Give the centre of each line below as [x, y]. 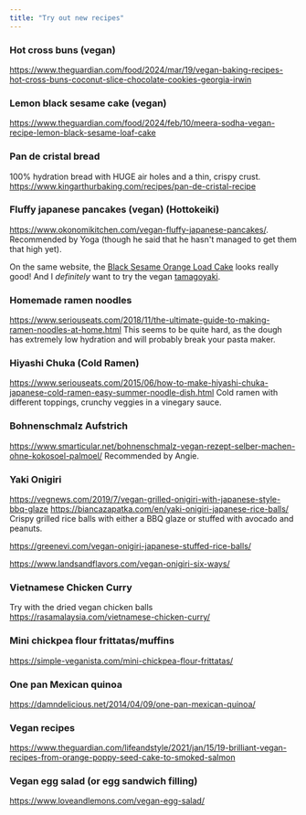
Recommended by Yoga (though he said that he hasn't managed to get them [153, 239]
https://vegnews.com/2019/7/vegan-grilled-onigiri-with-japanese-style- [145, 499]
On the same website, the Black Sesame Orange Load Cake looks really [144, 267]
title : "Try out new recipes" [67, 18]
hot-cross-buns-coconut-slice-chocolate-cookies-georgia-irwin [131, 79]
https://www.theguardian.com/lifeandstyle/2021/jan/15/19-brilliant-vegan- [148, 748]
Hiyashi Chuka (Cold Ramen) [74, 364]
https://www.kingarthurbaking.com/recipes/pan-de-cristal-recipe [133, 186]
